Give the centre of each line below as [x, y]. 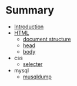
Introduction [29, 27]
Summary [30, 10]
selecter [33, 64]
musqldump [37, 77]
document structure [47, 39]
